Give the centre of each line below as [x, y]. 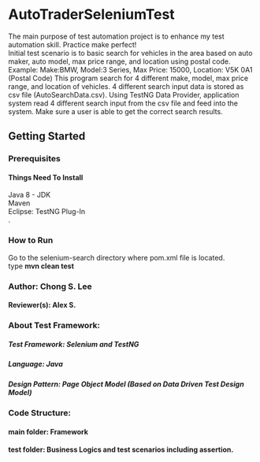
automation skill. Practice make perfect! [72, 44]
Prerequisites [34, 159]
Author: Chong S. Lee [50, 286]
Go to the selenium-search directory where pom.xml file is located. [117, 257]
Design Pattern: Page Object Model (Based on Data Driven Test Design [126, 384]
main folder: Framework [48, 431]
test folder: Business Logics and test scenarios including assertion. [121, 449]
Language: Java [35, 364]
